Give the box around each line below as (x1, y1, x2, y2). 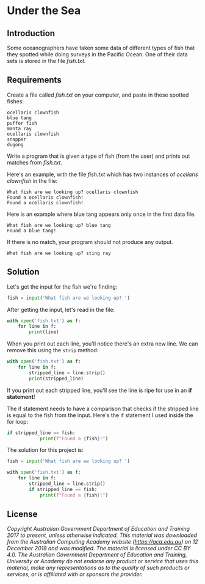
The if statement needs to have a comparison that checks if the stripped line (7, 405, 199, 412)
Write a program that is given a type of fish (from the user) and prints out (7, 152, 190, 160)
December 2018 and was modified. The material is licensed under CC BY (7, 545, 191, 552)
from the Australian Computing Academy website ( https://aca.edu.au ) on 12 (7, 538, 198, 545)
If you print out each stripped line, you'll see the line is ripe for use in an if (7, 386, 192, 394)
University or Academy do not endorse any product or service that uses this (7, 558, 199, 565)
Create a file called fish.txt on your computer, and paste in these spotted (7, 91, 189, 98)
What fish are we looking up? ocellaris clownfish (7, 189, 138, 195)
